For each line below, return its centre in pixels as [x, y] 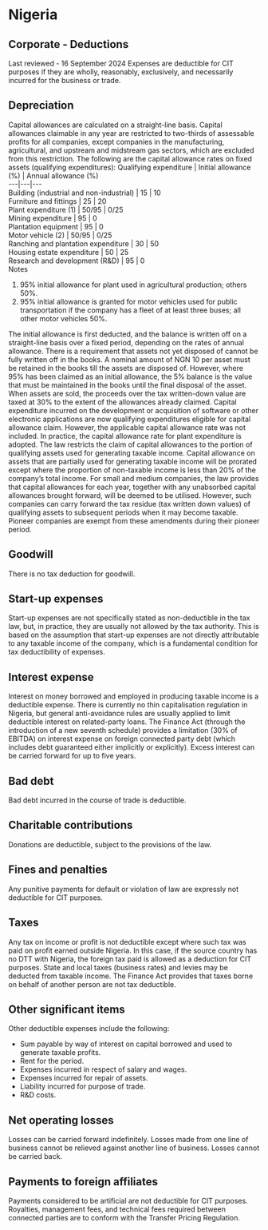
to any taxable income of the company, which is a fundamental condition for [133, 643]
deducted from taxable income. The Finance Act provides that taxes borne [131, 976]
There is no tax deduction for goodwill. [72, 574]
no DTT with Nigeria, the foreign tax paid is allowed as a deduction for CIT [130, 959]
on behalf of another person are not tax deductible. [93, 984]
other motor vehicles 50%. [63, 318]
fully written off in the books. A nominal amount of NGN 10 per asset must [130, 359]
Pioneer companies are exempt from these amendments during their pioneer [134, 520]
